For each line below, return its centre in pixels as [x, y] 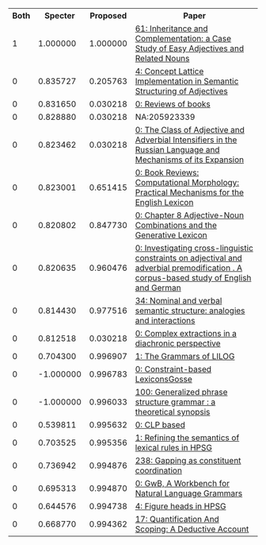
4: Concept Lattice [169, 71]
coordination [158, 470]
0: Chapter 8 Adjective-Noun [190, 215]
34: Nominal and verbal [179, 301]
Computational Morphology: [187, 182]
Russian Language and [177, 150]
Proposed [108, 15]
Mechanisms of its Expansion [189, 160]
